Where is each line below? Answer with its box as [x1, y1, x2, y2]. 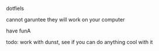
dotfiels [6, 5, 25, 12]
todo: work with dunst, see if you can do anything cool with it [6, 39, 153, 45]
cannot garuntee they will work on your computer [6, 16, 125, 23]
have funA [6, 27, 31, 34]
